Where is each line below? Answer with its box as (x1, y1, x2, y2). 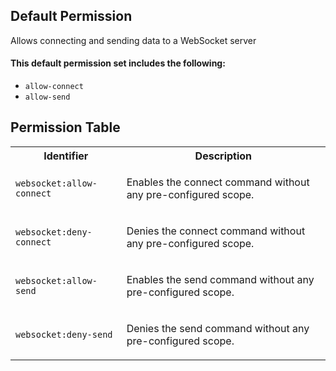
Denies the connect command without (126, 224, 306, 238)
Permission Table (10, 119, 121, 136)
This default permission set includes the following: (10, 57, 226, 69)
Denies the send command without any (126, 321, 310, 335)
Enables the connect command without (126, 175, 310, 189)
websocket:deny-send (15, 329, 113, 340)
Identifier (43, 149, 89, 163)
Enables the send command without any (126, 272, 315, 286)
